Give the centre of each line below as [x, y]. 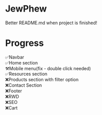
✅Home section [22, 63]
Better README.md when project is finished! [51, 23]
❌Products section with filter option [42, 79]
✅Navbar [15, 57]
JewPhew [26, 9]
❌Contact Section [24, 85]
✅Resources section [26, 74]
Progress [25, 43]
